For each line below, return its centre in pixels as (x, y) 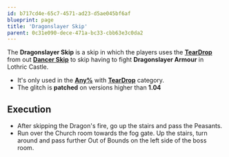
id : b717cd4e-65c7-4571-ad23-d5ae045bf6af (69, 13)
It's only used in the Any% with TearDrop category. (90, 81)
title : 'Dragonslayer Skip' (48, 26)
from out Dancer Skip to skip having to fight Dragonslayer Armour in (106, 60)
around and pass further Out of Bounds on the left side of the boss (112, 140)
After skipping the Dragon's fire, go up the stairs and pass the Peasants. (120, 126)
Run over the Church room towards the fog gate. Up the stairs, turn (112, 133)
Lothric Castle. (28, 67)
